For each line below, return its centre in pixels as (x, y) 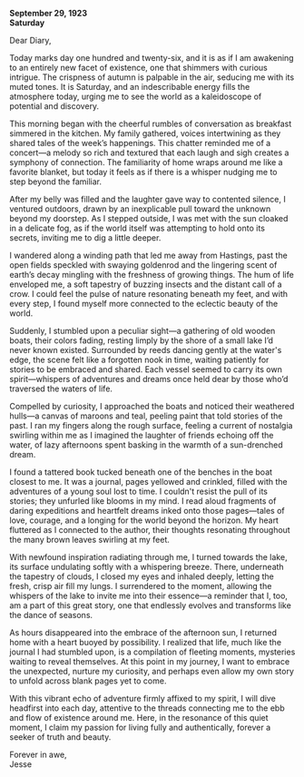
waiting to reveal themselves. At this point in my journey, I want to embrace (150, 661)
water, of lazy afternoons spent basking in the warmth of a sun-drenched (146, 445)
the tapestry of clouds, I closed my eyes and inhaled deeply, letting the (142, 576)
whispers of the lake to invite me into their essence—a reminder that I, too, (149, 595)
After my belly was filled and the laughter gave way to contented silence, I (147, 199)
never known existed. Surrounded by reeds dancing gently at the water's (146, 350)
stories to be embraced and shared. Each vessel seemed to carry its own (146, 369)
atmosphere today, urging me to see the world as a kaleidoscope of (136, 96)
